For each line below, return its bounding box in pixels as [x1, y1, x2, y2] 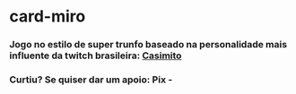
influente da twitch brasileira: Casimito [9, 49, 182, 62]
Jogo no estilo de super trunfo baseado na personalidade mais [9, 38, 288, 51]
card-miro [9, 6, 86, 27]
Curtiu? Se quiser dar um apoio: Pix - [9, 73, 173, 86]
